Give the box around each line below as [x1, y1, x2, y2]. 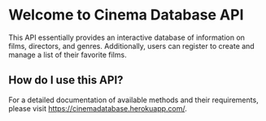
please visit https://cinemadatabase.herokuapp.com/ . [8, 103, 187, 113]
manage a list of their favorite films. [8, 50, 128, 59]
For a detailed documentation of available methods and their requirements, [8, 95, 259, 105]
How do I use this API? [8, 73, 124, 87]
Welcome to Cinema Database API [8, 6, 244, 24]
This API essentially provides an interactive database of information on [8, 32, 246, 42]
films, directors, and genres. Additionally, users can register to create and [8, 41, 255, 50]
